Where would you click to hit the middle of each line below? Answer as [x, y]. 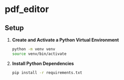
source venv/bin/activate [39, 54]
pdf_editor [27, 9]
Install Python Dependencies [43, 63]
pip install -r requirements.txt [47, 72]
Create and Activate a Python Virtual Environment [65, 40]
